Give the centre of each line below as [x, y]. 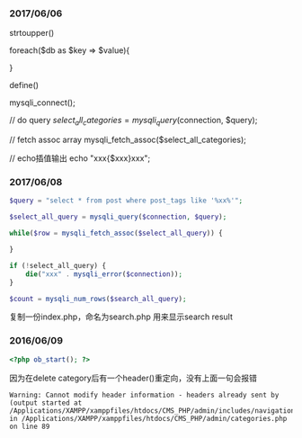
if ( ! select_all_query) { [58, 265]
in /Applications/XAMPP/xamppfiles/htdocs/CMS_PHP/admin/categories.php [148, 418]
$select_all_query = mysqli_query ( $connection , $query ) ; [118, 217]
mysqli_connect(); [43, 103]
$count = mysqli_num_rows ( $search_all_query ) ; [98, 299]
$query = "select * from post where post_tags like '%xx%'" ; [126, 201]
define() [24, 85]
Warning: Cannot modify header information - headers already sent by [144, 395]
